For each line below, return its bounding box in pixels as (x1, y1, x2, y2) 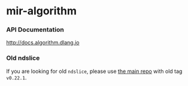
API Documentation (6, 26, 65, 34)
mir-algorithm (6, 4, 77, 18)
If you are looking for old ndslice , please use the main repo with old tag (6, 67, 183, 75)
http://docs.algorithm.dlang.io (6, 39, 80, 46)
